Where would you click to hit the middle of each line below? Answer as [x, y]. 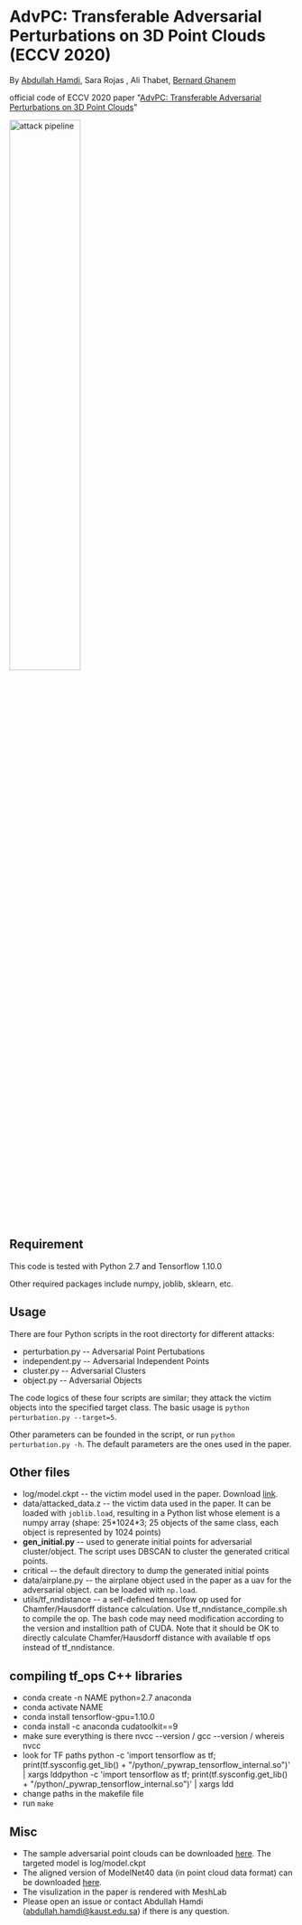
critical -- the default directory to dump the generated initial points [146, 1571]
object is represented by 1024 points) [92, 1532]
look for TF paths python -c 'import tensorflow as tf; [119, 1755]
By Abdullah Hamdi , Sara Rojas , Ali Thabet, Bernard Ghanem [123, 79]
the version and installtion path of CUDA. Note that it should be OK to [151, 1629]
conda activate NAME [63, 1707]
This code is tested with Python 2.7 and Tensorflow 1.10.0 [116, 1266]
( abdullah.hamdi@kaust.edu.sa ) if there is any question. [126, 1911]
